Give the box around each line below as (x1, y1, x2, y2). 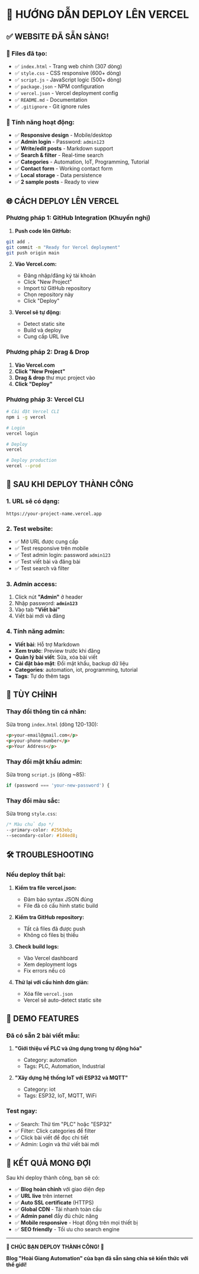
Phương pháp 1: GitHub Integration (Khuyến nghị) (6, 213, 151, 222)
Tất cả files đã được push (23, 925, 86, 932)
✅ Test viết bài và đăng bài (14, 558, 81, 565)
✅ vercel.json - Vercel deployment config (14, 89, 118, 96)
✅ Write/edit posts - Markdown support (14, 145, 114, 152)
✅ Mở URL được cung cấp (14, 538, 79, 545)
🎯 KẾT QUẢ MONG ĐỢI (6, 1158, 91, 1168)
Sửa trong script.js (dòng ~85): (6, 771, 86, 778)
